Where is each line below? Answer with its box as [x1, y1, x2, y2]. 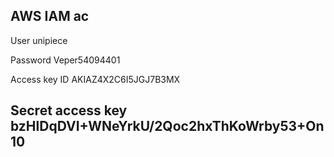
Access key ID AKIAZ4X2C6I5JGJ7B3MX [10, 73, 181, 85]
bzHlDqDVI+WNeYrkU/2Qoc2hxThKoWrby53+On [10, 118, 325, 135]
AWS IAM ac [10, 8, 90, 25]
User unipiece [10, 34, 68, 46]
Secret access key [10, 102, 128, 119]
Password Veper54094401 [10, 54, 121, 66]
